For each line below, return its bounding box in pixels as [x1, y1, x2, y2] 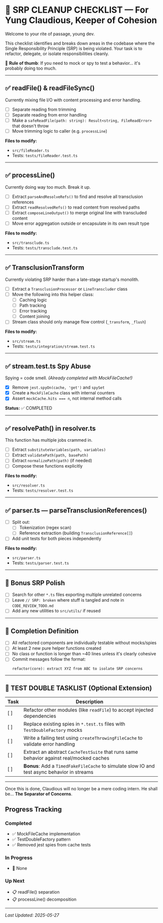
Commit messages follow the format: [12, 656, 86, 662]
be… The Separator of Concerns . [5, 791, 73, 797]
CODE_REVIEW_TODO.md [12, 604, 54, 609]
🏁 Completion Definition [5, 627, 79, 635]
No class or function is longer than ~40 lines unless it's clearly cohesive [12, 651, 156, 657]
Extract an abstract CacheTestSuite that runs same [23, 748, 138, 755]
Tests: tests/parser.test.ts [12, 560, 69, 566]
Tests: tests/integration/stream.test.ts [12, 343, 96, 349]
